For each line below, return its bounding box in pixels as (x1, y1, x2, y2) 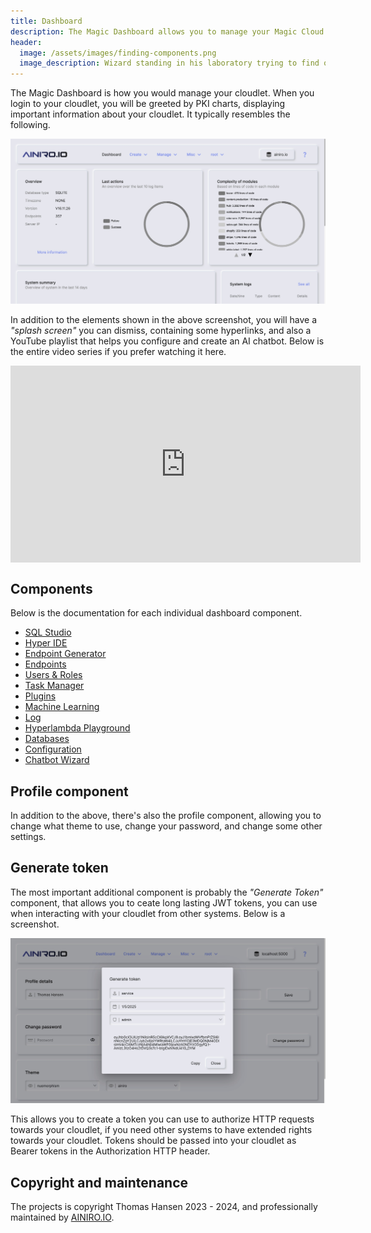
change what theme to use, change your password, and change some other (10, 820, 323, 832)
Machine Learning (24, 701, 100, 713)
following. (10, 119, 51, 131)
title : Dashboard (10, 16, 83, 26)
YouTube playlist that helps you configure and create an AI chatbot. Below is (10, 335, 325, 347)
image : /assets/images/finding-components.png (19, 48, 217, 58)
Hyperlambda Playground (24, 722, 131, 734)
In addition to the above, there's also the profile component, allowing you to (10, 810, 322, 822)
